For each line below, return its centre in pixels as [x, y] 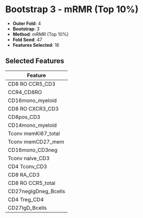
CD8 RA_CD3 [24, 175]
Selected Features [35, 61]
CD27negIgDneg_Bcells [36, 191]
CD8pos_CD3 [24, 117]
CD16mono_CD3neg [33, 150]
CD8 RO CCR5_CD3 [32, 84]
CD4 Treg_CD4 [26, 199]
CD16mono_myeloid [32, 100]
